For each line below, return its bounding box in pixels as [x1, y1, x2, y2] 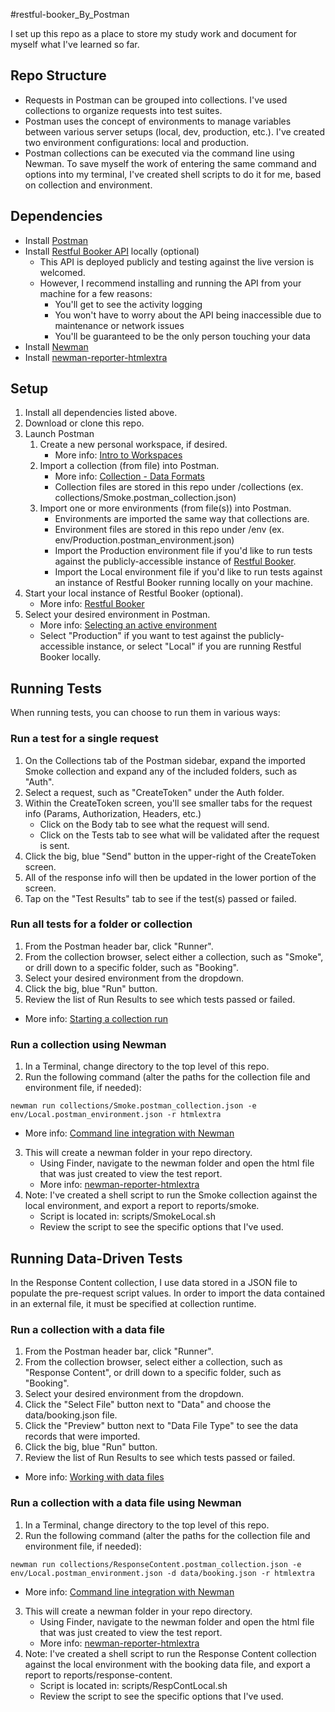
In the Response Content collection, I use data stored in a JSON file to [10, 1276, 298, 1288]
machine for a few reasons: [39, 287, 153, 299]
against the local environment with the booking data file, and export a [24, 1658, 311, 1670]
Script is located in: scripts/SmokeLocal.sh [39, 1210, 216, 1223]
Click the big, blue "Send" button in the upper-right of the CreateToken [24, 850, 317, 862]
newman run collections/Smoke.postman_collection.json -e [10, 1101, 257, 1111]
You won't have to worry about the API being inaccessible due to [54, 309, 322, 321]
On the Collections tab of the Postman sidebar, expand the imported [24, 754, 306, 766]
